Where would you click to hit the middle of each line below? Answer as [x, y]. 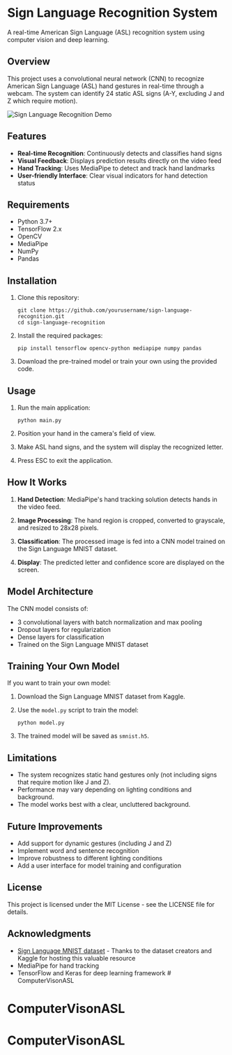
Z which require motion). [42, 101]
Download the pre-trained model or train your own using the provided [117, 361]
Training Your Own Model [63, 667]
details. [18, 912]
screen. [28, 569]
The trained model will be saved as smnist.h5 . [83, 736]
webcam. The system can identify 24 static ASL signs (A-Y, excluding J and [116, 93]
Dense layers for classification [61, 637]
